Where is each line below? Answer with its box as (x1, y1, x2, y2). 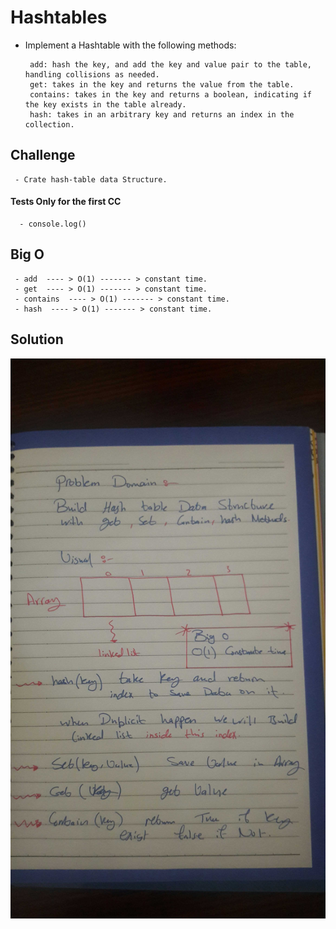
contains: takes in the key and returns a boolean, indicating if (29, 89, 312, 100)
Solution (10, 331, 64, 348)
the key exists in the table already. (24, 99, 187, 110)
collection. (24, 119, 75, 130)
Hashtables (10, 6, 108, 29)
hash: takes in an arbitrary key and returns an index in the (29, 109, 295, 120)
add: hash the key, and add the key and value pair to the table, (29, 59, 312, 70)
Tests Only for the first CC (10, 196, 122, 208)
